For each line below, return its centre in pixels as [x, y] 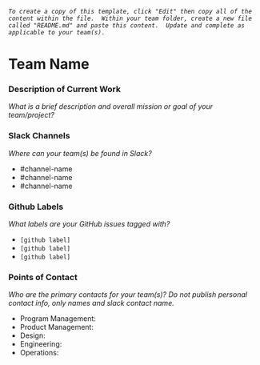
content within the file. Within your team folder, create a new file [130, 18]
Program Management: [58, 319]
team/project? [31, 115]
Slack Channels [39, 136]
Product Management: [57, 327]
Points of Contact [43, 277]
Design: [32, 335]
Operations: [39, 353]
